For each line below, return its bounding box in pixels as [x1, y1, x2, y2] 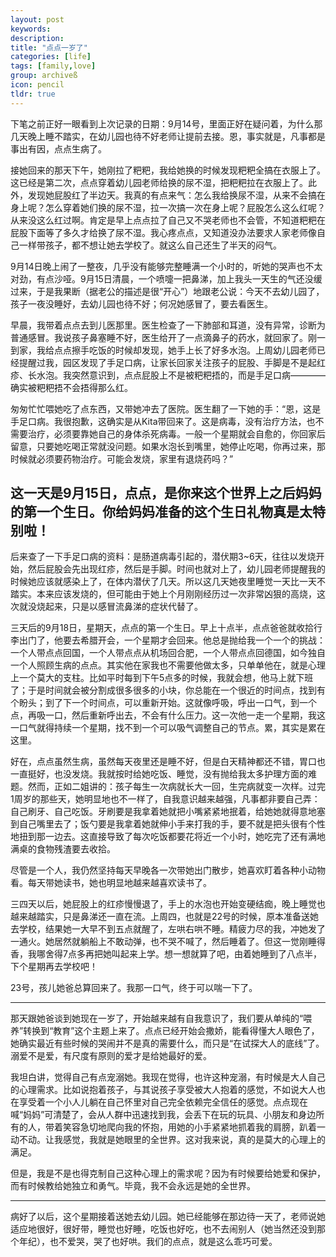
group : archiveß [10, 71, 78, 81]
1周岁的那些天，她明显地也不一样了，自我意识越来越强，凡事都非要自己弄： [10, 793, 321, 805]
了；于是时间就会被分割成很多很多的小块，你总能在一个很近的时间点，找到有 [10, 684, 326, 696]
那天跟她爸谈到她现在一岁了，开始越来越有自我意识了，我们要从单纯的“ [10, 1012, 304, 1025]
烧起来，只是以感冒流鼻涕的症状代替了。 [36, 601, 203, 613]
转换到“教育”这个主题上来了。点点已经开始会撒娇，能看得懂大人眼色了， [23, 1025, 320, 1037]
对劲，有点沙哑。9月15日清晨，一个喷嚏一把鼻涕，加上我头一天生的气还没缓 [10, 272, 323, 285]
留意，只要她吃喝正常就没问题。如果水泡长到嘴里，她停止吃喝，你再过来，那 [10, 440, 326, 452]
